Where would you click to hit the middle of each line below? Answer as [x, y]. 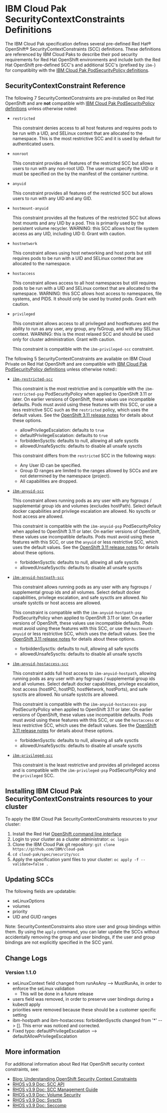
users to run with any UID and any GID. [52, 198]
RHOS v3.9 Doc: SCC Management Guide [55, 1089]
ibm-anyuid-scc [28, 491]
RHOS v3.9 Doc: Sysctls [37, 1100]
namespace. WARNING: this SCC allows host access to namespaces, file [87, 293]
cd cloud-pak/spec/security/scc [46, 854]
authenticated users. [33, 144]
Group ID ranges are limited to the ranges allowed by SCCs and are [89, 470]
